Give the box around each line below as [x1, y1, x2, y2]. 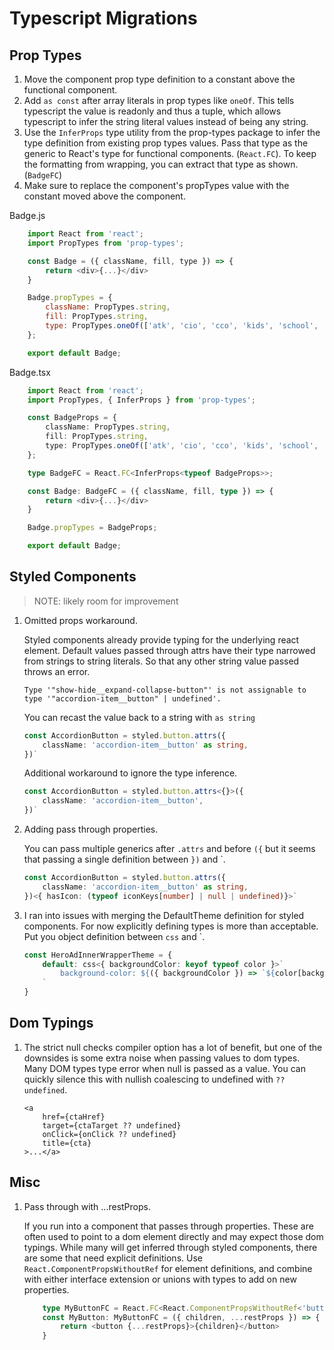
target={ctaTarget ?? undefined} [42, 1120, 182, 1131]
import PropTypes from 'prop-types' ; [27, 238, 185, 248]
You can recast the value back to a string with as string [23, 711, 256, 723]
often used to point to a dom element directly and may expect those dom [23, 1230, 324, 1242]
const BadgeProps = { [27, 413, 117, 423]
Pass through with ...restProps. [23, 1200, 151, 1212]
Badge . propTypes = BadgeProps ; [27, 523, 158, 533]
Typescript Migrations [9, 7, 198, 30]
